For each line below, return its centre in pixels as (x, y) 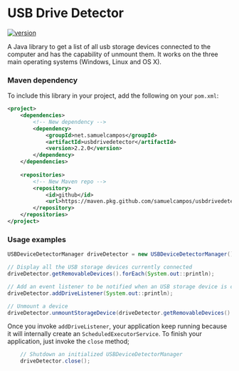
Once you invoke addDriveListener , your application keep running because (117, 326)
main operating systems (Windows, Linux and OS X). (85, 61)
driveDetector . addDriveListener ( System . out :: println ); (90, 293)
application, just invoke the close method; (69, 341)
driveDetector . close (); (55, 361)
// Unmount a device (38, 306)
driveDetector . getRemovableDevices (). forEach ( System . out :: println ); (111, 274)
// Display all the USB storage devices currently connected (100, 267)
